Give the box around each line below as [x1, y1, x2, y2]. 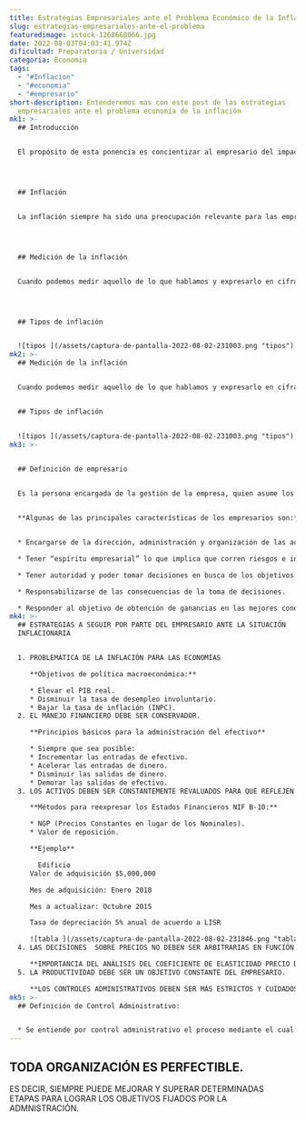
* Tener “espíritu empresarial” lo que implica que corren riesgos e [17, 554, 286, 564]
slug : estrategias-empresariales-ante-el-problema [9, 22, 205, 31]
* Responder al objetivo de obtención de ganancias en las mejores [17, 604, 279, 613]
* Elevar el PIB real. [29, 686, 116, 696]
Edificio [37, 860, 71, 869]
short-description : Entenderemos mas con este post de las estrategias [9, 97, 286, 107]
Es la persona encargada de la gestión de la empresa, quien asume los [17, 489, 295, 498]
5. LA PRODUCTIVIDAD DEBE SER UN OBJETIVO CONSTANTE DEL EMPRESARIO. [17, 967, 286, 977]
